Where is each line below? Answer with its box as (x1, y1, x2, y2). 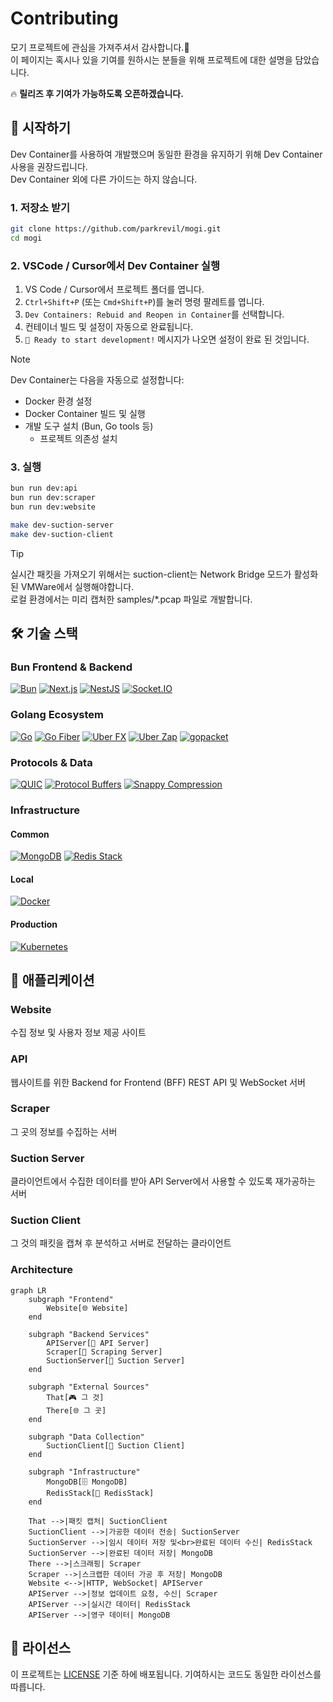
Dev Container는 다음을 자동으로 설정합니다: (10, 374, 185, 386)
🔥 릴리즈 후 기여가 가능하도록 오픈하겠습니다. (10, 87, 184, 99)
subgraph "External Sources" (28, 1382, 150, 1392)
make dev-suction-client (10, 529, 114, 539)
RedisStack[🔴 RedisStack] (46, 1488, 155, 1498)
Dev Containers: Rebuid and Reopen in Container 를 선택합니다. (24, 308, 285, 321)
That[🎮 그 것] (46, 1392, 105, 1402)
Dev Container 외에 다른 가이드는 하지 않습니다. (10, 173, 198, 185)
